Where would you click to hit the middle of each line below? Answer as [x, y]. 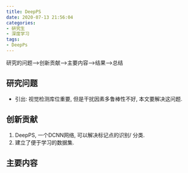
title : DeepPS [24, 12]
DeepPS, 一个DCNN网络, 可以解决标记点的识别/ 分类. [80, 135]
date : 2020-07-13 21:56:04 [40, 17]
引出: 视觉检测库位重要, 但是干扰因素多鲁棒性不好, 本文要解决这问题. [98, 98]
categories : [21, 23]
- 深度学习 [18, 34]
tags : [13, 39]
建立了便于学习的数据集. [44, 142]
